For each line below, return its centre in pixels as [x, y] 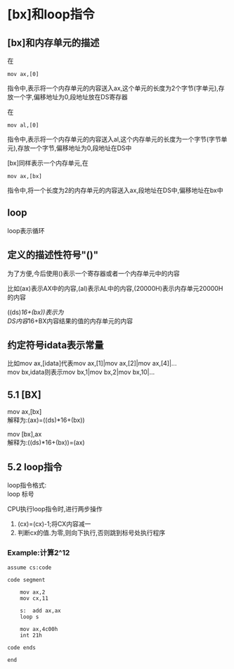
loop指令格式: [27, 485]
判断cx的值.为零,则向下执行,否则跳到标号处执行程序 [91, 533]
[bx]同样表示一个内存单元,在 [48, 163]
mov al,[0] [23, 125]
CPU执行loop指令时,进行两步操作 [55, 509]
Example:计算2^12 [39, 552]
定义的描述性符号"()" [53, 255]
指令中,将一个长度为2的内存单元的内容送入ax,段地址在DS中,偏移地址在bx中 [115, 190]
